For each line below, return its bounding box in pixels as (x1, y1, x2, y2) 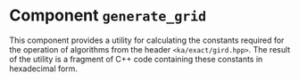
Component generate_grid (9, 5, 207, 26)
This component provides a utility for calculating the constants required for (9, 35, 285, 45)
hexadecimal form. (9, 63, 79, 74)
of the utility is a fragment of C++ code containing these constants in (9, 53, 263, 64)
